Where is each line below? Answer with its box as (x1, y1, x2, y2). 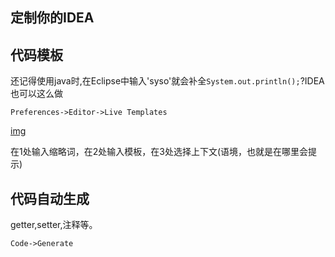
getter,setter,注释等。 (10, 219, 98, 231)
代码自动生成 (10, 190, 90, 207)
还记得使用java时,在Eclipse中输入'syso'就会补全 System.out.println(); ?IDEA (10, 75, 325, 87)
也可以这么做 (10, 88, 63, 100)
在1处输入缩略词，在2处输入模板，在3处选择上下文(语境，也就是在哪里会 (10, 146, 308, 158)
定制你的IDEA (10, 9, 95, 27)
